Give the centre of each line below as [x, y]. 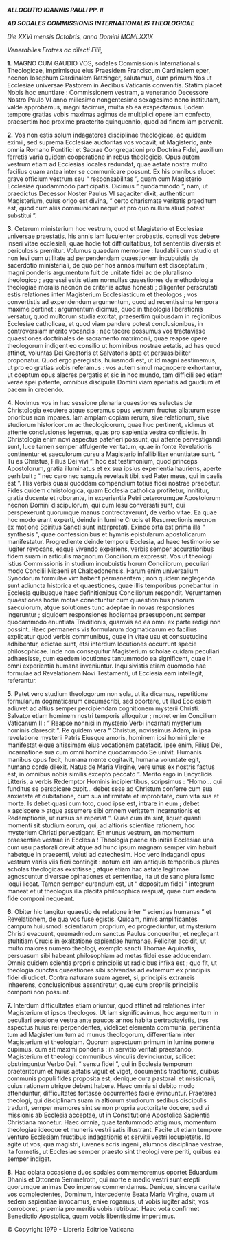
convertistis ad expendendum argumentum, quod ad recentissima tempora [113, 302]
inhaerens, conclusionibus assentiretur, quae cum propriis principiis [103, 985]
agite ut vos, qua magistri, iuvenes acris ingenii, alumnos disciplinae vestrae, [115, 1144]
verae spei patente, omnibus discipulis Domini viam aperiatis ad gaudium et [114, 382]
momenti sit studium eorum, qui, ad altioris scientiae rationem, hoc [101, 825]
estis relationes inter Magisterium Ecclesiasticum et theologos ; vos [102, 294]
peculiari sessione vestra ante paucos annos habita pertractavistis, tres [108, 1020]
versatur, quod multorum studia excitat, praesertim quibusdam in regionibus [114, 316]
